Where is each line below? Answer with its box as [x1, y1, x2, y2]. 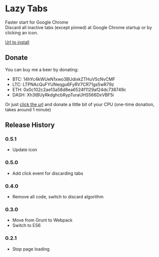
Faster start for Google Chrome [5, 19, 68, 25]
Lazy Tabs [5, 3, 48, 14]
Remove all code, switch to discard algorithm [12, 194, 104, 200]
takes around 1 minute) [5, 106, 52, 112]
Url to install [5, 39, 30, 45]
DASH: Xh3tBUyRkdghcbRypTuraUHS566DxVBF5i [12, 92, 114, 97]
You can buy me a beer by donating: [5, 66, 79, 72]
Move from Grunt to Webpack [12, 217, 73, 223]
